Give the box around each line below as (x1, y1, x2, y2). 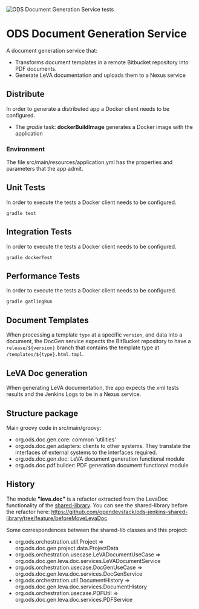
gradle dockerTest (6, 254, 53, 260)
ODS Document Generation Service (6, 27, 188, 41)
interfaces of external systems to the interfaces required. (15, 449, 157, 456)
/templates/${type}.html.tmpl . (6, 351, 84, 358)
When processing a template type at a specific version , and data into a (6, 331, 183, 338)
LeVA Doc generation (6, 368, 88, 378)
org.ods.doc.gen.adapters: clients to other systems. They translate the (15, 442, 191, 449)
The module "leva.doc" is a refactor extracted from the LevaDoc (6, 495, 168, 502)
